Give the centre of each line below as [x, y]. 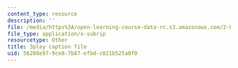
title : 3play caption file [47, 47]
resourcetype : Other [38, 40]
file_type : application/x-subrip [57, 34]
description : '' [31, 21]
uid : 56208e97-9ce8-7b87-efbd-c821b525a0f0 [73, 54]
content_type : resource [42, 14]
